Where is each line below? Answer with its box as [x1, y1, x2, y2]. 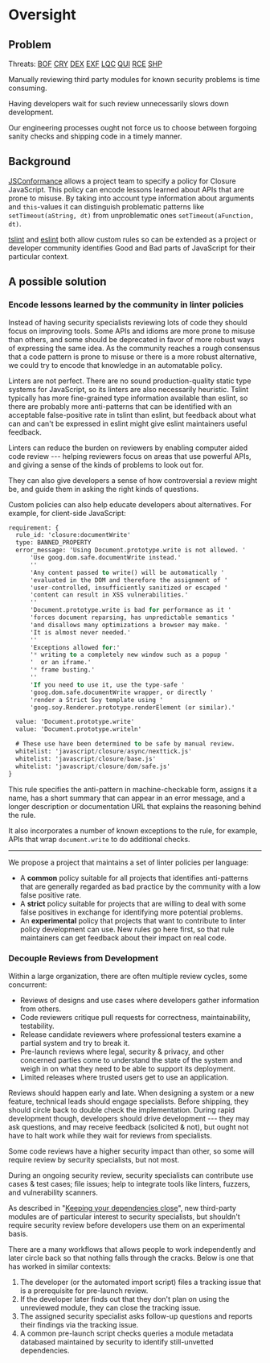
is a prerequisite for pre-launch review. [19, 1286, 149, 1295]
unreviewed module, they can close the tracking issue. [19, 1303, 201, 1312]
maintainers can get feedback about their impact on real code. [19, 932, 227, 943]
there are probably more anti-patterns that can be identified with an [8, 401, 232, 411]
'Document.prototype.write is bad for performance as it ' [29, 606, 231, 614]
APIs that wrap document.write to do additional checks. [8, 834, 190, 844]
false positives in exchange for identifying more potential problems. [19, 907, 243, 917]
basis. [8, 1229, 28, 1238]
